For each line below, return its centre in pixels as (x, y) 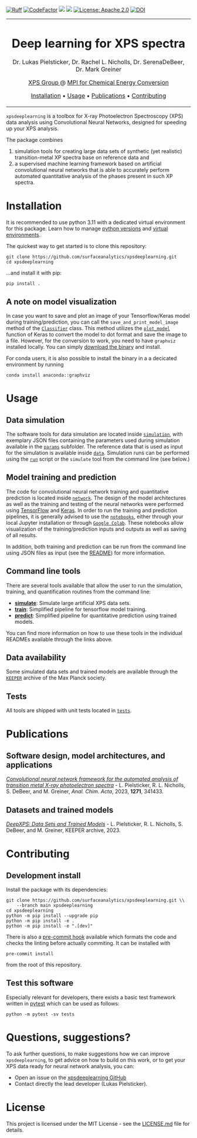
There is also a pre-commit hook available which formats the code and (91, 937)
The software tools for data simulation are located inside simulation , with (94, 434)
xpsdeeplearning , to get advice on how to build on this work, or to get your (96, 1060)
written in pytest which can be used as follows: (63, 1003)
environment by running (35, 364)
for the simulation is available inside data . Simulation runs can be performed (98, 453)
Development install (43, 876)
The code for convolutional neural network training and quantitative (87, 491)
